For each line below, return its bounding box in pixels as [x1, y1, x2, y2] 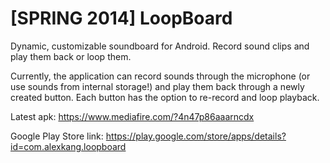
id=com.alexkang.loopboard [10, 140, 127, 152]
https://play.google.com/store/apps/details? [105, 130, 287, 142]
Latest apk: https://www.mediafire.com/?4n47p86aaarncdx [10, 110, 255, 122]
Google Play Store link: [10, 130, 104, 142]
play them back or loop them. [10, 50, 132, 62]
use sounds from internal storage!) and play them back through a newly [10, 80, 305, 92]
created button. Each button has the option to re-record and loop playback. [10, 91, 320, 103]
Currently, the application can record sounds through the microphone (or [10, 70, 311, 82]
